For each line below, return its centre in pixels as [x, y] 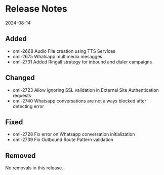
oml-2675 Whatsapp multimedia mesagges [57, 56]
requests [22, 95]
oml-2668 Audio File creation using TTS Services [64, 51]
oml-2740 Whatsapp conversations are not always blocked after [79, 101]
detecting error [28, 106]
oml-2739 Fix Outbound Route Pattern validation [63, 139]
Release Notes [36, 9]
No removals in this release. [34, 168]
